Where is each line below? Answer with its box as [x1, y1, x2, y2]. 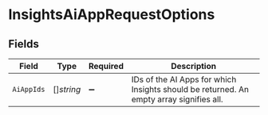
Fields [8, 37, 40, 51]
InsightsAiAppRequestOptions [8, 6, 215, 24]
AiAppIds [12, 85, 45, 94]
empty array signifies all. [131, 94, 223, 105]
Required [89, 61, 124, 71]
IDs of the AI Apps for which [131, 74, 237, 85]
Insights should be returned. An [131, 84, 250, 94]
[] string [53, 84, 81, 94]
